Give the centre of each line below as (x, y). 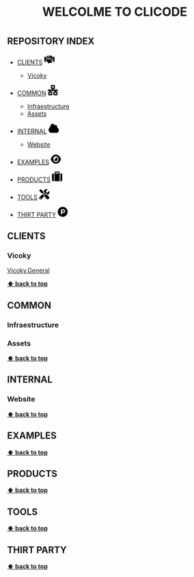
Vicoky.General (28, 271)
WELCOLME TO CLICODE (115, 12)
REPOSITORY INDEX (51, 41)
